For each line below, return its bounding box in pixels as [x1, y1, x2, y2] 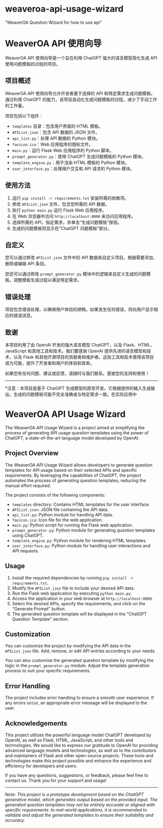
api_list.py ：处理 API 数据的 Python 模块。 [12, 135, 100, 141]
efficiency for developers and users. [5, 763, 78, 769]
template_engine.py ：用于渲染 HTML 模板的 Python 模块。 [12, 159, 130, 166]
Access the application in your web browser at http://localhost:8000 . [12, 596, 153, 601]
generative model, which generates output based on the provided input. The [5, 796, 158, 802]
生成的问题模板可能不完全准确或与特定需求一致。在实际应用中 [13, 391, 137, 397]
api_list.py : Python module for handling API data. [12, 512, 114, 517]
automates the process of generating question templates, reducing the [5, 477, 147, 483]
